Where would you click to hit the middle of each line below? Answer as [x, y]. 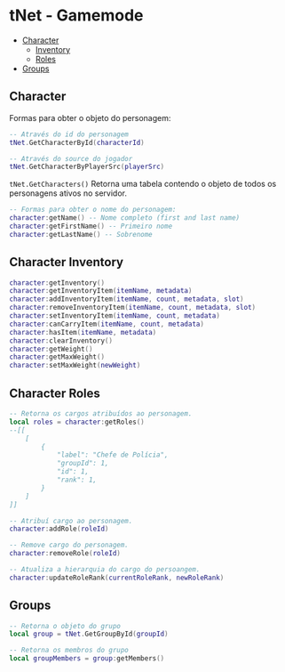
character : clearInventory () [61, 340]
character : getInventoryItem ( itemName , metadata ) [101, 291]
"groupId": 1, [83, 464]
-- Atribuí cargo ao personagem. [71, 521]
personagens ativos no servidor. [68, 193]
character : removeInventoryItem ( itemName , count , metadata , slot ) [133, 308]
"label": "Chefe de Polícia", [112, 455]
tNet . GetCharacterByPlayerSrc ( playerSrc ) [87, 167]
